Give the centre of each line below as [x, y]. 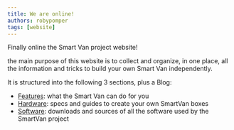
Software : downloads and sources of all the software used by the [113, 112]
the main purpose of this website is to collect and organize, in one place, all [118, 61]
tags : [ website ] [31, 27]
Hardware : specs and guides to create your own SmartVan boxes [113, 104]
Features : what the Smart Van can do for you [83, 96]
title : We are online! [41, 14]
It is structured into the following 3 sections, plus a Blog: [90, 82]
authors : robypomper [38, 21]
